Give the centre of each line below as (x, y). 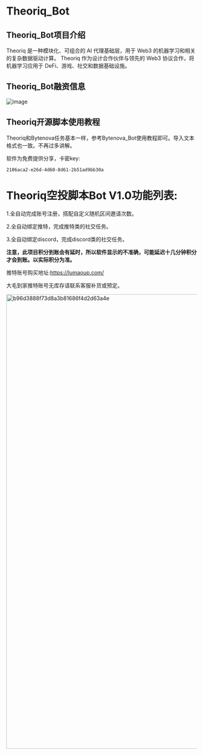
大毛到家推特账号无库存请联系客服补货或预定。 (64, 285)
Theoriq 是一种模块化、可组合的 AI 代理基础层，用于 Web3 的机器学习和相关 (101, 51)
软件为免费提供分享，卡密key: (43, 158)
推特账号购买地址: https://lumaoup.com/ (55, 272)
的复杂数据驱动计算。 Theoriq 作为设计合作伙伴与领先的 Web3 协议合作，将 (100, 58)
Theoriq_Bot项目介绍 (46, 35)
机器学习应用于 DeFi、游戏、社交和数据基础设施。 (68, 66)
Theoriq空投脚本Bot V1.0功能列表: (92, 195)
